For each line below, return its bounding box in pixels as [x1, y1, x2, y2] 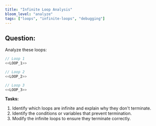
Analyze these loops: [5, 47, 47, 53]
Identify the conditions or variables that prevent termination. [12, 110, 132, 116]
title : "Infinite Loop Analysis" [5, 7, 73, 12]
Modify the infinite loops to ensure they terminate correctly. [12, 116, 131, 122]
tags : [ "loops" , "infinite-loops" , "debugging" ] [5, 16, 105, 21]
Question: [5, 34, 36, 42]
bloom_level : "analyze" [5, 12, 53, 16]
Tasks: [5, 96, 19, 102]
